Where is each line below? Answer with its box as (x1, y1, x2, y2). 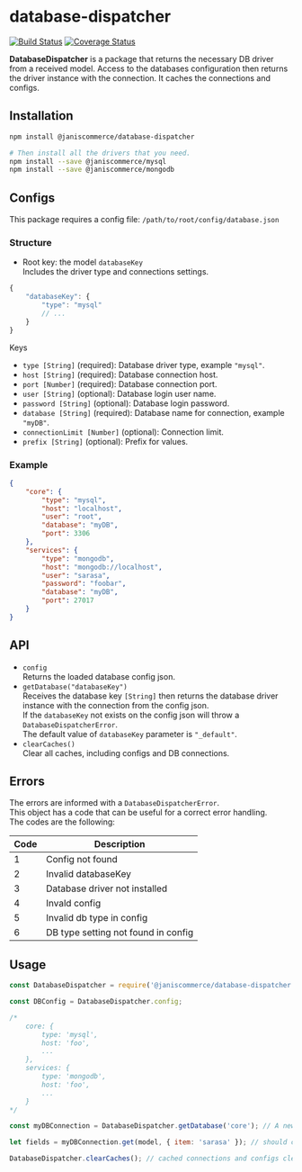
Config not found (46, 853, 119, 866)
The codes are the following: (9, 816, 115, 827)
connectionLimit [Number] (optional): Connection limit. (22, 426, 225, 437)
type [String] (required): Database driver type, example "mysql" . (22, 359, 265, 370)
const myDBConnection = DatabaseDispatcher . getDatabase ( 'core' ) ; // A (9, 1122, 280, 1131)
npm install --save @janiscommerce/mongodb (9, 165, 175, 175)
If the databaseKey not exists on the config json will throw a (22, 709, 240, 720)
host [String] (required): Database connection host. (22, 369, 218, 380)
